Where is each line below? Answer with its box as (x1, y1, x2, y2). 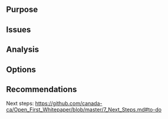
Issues (6, 25, 31, 35)
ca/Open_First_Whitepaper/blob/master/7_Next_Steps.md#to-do (6, 106, 162, 113)
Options (6, 64, 37, 74)
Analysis (6, 45, 39, 55)
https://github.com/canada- (35, 100, 103, 107)
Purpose (6, 5, 38, 15)
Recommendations (6, 84, 77, 94)
